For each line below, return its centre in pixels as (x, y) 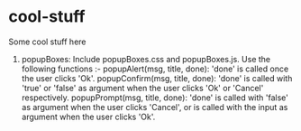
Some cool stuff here (47, 42)
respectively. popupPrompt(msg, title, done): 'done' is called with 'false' (155, 98)
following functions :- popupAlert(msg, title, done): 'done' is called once (155, 69)
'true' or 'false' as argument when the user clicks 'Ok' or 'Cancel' (142, 88)
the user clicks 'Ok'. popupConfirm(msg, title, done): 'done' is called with (157, 78)
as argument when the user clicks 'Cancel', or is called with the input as (155, 107)
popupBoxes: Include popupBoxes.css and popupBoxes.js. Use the (146, 59)
